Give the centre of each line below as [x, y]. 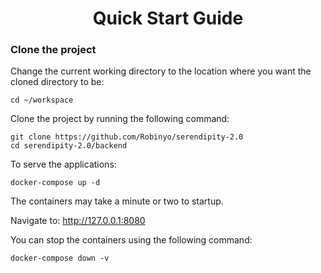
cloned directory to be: [57, 82]
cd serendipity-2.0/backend [69, 146]
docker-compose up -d [55, 183]
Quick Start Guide [168, 18]
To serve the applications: [63, 164]
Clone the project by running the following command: [120, 119]
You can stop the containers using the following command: [131, 240]
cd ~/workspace [42, 100]
